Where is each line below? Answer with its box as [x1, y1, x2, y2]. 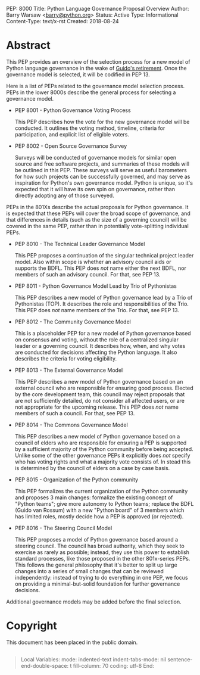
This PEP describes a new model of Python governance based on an [14, 378, 183, 385]
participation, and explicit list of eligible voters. [14, 130, 130, 138]
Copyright [6, 619, 58, 633]
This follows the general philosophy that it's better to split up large [14, 561, 177, 568]
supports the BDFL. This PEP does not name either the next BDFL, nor [14, 265, 186, 272]
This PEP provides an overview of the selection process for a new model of [6, 58, 190, 65]
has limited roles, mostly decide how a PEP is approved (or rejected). [14, 512, 184, 520]
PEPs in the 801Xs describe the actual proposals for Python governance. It [6, 203, 189, 210]
